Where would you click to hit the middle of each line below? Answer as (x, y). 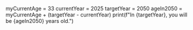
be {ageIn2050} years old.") (39, 21)
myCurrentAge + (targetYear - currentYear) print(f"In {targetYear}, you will (96, 15)
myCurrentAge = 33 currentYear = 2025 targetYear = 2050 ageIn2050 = (94, 9)
